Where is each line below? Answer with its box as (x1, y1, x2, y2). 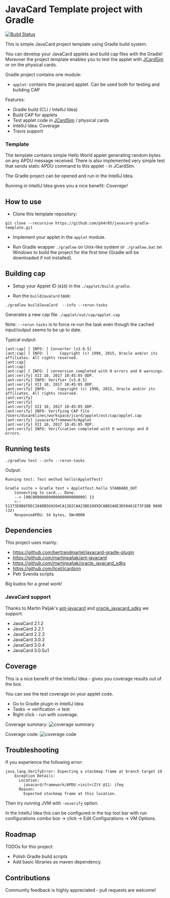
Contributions (5, 874, 50, 882)
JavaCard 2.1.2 (12, 620, 44, 626)
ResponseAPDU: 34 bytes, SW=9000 (14, 512, 85, 518)
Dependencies (5, 526, 52, 535)
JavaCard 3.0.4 (12, 642, 45, 648)
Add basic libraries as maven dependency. (12, 859, 102, 865)
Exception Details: (14, 774, 56, 779)
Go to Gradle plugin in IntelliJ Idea (12, 700, 84, 707)
